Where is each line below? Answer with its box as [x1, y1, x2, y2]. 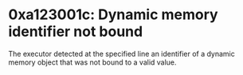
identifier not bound [8, 22, 143, 41]
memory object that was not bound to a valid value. [8, 57, 177, 67]
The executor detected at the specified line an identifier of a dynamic [8, 49, 235, 58]
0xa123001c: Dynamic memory [8, 6, 218, 24]
